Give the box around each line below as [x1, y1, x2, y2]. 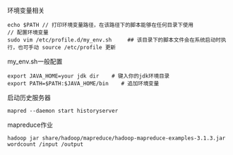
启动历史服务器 [7, 94, 51, 101]
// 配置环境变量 [7, 29, 49, 36]
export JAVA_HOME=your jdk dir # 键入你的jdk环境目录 [7, 73, 170, 80]
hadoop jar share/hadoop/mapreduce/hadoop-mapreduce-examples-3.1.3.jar [7, 135, 226, 142]
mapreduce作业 [7, 120, 53, 129]
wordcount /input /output [7, 141, 83, 148]
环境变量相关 [7, 6, 44, 14]
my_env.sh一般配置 [7, 57, 63, 66]
